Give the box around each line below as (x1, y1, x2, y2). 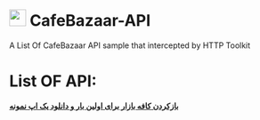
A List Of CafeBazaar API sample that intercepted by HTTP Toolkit (9, 40, 251, 51)
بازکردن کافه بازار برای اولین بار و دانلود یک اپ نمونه (9, 100, 179, 111)
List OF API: (9, 71, 97, 92)
